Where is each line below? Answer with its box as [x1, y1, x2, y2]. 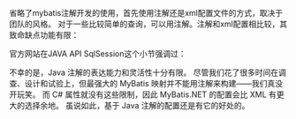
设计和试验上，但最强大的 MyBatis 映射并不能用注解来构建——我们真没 [24, 78, 283, 88]
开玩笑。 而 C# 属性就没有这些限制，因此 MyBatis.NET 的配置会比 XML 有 [9, 89, 277, 100]
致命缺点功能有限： [9, 30, 80, 40]
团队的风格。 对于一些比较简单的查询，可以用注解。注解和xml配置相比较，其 [9, 19, 288, 29]
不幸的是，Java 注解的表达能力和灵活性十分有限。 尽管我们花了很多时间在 [9, 67, 279, 78]
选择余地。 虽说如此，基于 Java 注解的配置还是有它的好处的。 [24, 100, 250, 110]
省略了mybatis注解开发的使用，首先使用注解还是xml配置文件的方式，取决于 [9, 8, 284, 18]
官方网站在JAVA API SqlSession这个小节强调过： [9, 48, 186, 59]
